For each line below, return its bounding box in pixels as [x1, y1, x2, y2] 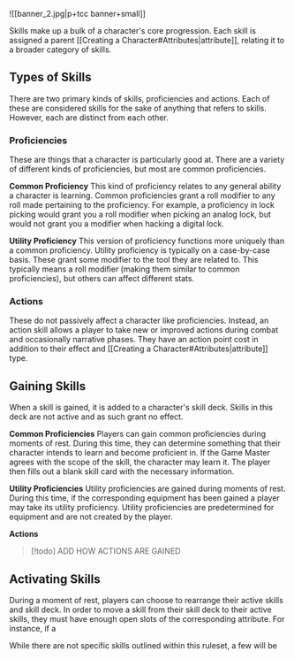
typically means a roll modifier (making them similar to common [9, 264, 240, 274]
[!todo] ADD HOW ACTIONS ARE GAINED [30, 546, 181, 556]
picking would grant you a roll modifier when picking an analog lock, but [9, 209, 272, 220]
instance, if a [9, 624, 57, 634]
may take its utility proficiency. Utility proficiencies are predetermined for [9, 502, 275, 513]
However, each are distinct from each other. [9, 111, 170, 123]
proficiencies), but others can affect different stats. [9, 273, 195, 284]
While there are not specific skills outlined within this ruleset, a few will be [9, 640, 278, 651]
